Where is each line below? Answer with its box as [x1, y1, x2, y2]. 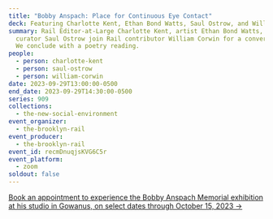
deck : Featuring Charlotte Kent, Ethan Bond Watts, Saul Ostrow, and [8, 19, 249, 28]
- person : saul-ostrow [15, 65, 93, 73]
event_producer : [8, 132, 63, 140]
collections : [8, 102, 53, 110]
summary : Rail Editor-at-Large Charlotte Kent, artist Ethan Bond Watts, [8, 27, 264, 35]
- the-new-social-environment [15, 110, 118, 118]
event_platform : [8, 155, 63, 163]
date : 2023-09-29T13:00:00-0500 [8, 79, 118, 88]
